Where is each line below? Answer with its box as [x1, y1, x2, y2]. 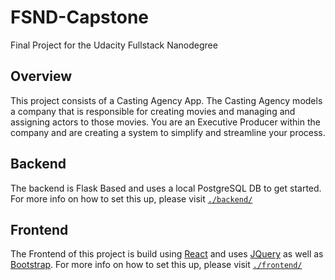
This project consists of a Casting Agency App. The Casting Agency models [10, 94, 323, 106]
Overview [10, 68, 73, 85]
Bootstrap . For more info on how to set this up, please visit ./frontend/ [10, 259, 303, 271]
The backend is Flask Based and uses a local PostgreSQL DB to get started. [10, 182, 322, 194]
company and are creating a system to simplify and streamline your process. [10, 126, 326, 138]
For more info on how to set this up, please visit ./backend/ [10, 192, 253, 205]
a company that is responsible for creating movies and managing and [10, 105, 296, 117]
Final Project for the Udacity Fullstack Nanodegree [10, 39, 218, 51]
